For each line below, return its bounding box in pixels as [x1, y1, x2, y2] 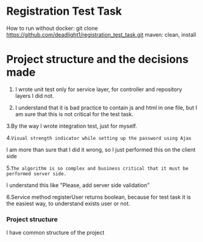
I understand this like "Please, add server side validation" [6, 182, 150, 189]
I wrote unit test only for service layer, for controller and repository [15, 86, 182, 93]
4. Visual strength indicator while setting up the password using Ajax [6, 134, 192, 141]
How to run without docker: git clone [6, 24, 98, 32]
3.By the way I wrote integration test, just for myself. [6, 122, 137, 130]
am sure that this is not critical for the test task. [15, 110, 134, 117]
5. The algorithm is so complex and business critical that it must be [6, 164, 189, 172]
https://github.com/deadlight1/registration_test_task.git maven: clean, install [6, 31, 196, 38]
